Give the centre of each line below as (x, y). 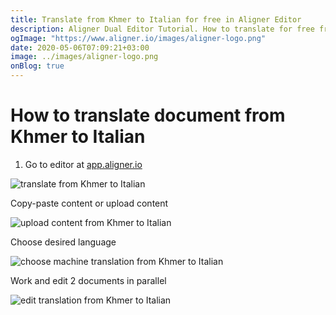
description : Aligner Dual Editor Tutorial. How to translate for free (162, 29)
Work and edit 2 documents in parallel (88, 280)
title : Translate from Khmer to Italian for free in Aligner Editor (156, 19)
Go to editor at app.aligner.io (83, 164)
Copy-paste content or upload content (89, 203)
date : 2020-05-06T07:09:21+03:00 (80, 47)
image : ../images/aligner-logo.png (84, 57)
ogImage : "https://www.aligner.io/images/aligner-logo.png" (138, 38)
